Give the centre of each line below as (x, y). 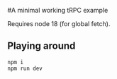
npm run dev (25, 68)
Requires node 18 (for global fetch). (59, 24)
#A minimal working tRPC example (58, 10)
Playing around (41, 46)
